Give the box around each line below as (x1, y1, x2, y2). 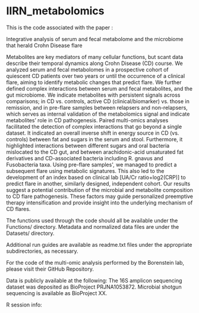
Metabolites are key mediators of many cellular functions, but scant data (6, 53, 184, 60)
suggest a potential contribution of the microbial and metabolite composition (6, 186, 193, 193)
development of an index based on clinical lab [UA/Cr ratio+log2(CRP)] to (6, 173, 186, 181)
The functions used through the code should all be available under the (6, 216, 178, 224)
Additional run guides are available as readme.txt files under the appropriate (6, 241, 192, 248)
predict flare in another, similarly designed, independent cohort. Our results (6, 180, 191, 187)
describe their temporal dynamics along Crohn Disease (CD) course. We (6, 60, 183, 67)
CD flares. (6, 205, 31, 212)
